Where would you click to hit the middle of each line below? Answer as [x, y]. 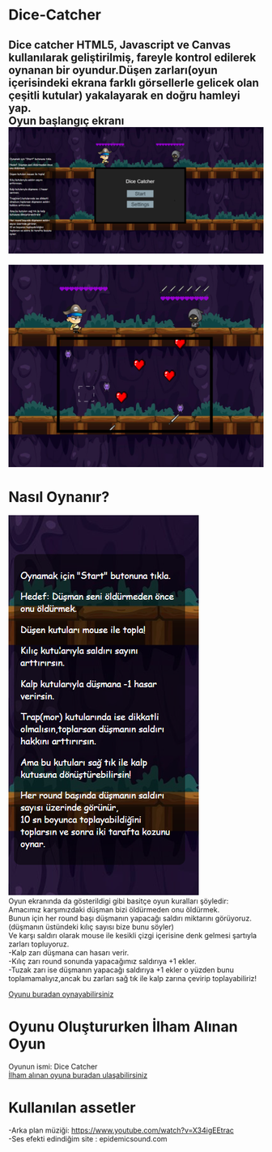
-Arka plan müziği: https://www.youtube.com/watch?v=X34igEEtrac [121, 1130]
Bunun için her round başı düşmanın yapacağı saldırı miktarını [111, 918]
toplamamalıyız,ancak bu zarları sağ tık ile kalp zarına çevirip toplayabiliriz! [133, 979]
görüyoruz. [234, 918]
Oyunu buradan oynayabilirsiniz [61, 994]
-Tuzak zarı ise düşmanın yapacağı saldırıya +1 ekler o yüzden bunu [121, 970]
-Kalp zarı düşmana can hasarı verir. [69, 953]
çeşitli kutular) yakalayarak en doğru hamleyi [124, 95]
